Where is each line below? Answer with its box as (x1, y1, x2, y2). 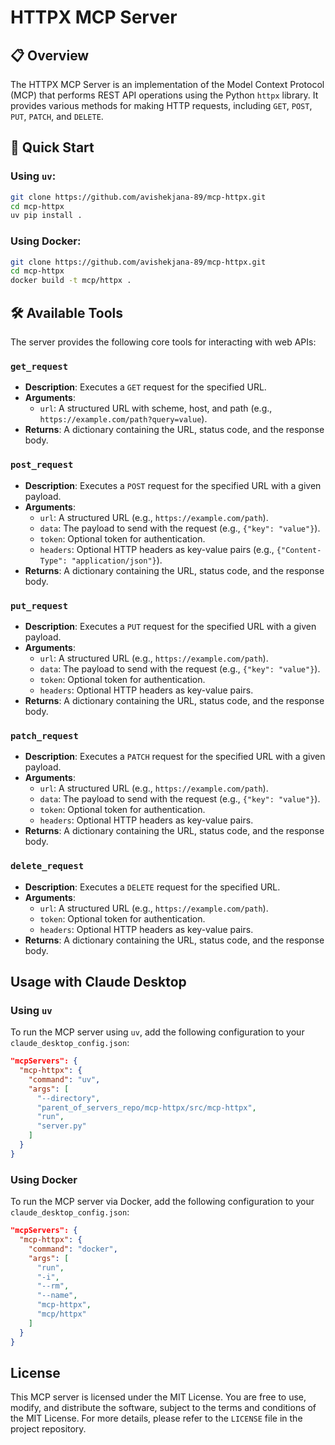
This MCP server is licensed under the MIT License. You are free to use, (10, 1391, 307, 1403)
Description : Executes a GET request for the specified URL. (24, 381, 267, 393)
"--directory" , (36, 1093, 101, 1103)
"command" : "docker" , (28, 1244, 118, 1254)
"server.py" (36, 1121, 87, 1131)
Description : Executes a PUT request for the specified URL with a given (24, 620, 317, 632)
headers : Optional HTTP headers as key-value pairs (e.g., (39, 543, 275, 555)
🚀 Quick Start (10, 139, 95, 156)
